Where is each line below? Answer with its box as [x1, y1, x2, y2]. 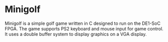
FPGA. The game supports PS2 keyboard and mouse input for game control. [5, 25, 164, 31]
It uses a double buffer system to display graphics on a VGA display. [5, 31, 147, 37]
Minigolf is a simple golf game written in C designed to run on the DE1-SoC [5, 20, 160, 26]
